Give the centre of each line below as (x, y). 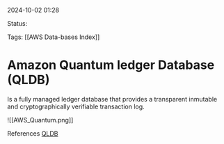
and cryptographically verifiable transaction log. (76, 106)
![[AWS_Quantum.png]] (40, 120)
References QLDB (33, 133)
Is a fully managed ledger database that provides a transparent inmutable (112, 99)
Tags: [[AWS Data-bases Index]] (54, 37)
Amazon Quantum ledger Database (111, 65)
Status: (17, 23)
